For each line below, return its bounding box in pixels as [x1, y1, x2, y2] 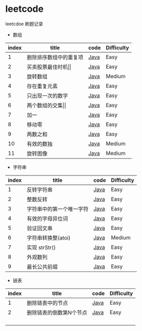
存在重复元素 [26, 83, 58, 90]
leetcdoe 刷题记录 [5, 21, 44, 27]
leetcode [5, 3, 44, 15]
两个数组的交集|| [26, 102, 67, 109]
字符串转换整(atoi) [26, 234, 71, 241]
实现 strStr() [26, 244, 56, 251]
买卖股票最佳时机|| [26, 63, 72, 70]
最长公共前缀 [26, 263, 58, 270]
